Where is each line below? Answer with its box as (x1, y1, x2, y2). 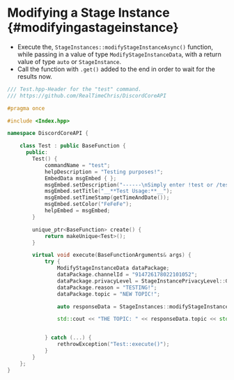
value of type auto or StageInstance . (17, 57, 122, 65)
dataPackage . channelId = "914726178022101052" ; (56, 271, 198, 278)
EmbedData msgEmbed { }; (44, 175, 117, 182)
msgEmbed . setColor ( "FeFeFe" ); (44, 200, 132, 208)
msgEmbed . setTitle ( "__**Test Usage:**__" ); (44, 188, 173, 195)
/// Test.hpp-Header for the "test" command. (7, 86, 141, 93)
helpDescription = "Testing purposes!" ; (44, 168, 164, 175)
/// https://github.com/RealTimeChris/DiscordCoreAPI (7, 92, 167, 99)
